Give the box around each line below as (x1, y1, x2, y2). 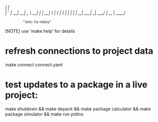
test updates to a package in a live (5, 79, 148, 90)
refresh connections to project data (5, 45, 154, 57)
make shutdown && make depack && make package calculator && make (5, 106, 151, 112)
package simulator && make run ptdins (5, 111, 84, 117)
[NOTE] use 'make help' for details (5, 28, 76, 34)
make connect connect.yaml (5, 62, 63, 68)
